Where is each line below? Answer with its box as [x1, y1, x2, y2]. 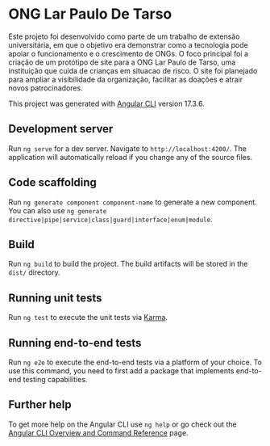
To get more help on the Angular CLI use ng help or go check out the [8, 419, 237, 429]
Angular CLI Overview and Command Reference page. [8, 427, 189, 437]
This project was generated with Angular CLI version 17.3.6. [8, 99, 206, 108]
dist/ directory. [8, 267, 60, 277]
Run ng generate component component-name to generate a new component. [8, 197, 258, 207]
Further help [8, 398, 73, 412]
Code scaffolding [8, 175, 97, 190]
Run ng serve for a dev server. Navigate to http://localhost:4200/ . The [8, 143, 247, 154]
